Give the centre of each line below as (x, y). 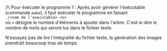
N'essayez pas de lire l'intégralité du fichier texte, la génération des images (83, 38)
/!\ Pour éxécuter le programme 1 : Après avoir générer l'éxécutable (75, 7)
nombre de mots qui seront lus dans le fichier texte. (59, 28)
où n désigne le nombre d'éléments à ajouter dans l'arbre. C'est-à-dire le (81, 22)
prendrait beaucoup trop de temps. (42, 43)
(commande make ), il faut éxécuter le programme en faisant (67, 13)
